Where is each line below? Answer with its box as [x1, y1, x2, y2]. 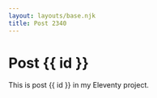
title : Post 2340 [8, 19, 67, 27]
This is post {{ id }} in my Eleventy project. [8, 80, 150, 90]
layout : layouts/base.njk [8, 11, 95, 20]
